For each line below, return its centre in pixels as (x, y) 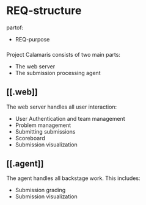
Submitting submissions (45, 131)
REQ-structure (44, 11)
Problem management (43, 125)
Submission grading (40, 190)
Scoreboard (30, 138)
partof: (15, 27)
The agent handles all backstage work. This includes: (73, 178)
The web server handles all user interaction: (62, 107)
